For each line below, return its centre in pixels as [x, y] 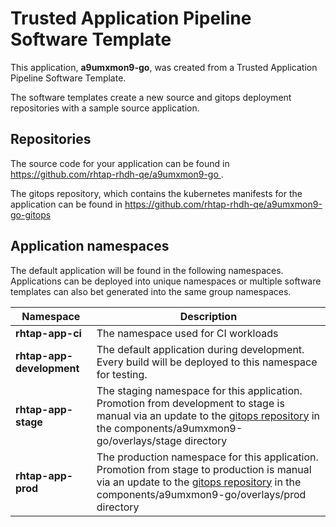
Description [208, 316]
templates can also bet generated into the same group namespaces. [151, 291]
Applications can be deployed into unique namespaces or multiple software [166, 281]
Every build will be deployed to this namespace [207, 362]
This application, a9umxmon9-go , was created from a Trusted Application [164, 67]
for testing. [122, 374]
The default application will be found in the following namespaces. [147, 270]
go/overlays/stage [139, 440]
